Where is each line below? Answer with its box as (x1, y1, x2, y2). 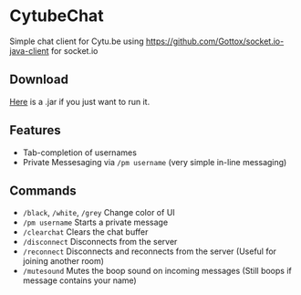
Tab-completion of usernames (22, 147, 137, 158)
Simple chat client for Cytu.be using (9, 36, 144, 47)
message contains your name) (22, 275, 137, 286)
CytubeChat (9, 5, 104, 26)
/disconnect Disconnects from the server (22, 237, 178, 248)
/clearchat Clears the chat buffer (22, 227, 149, 237)
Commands (9, 183, 78, 198)
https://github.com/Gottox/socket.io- (145, 36, 285, 47)
